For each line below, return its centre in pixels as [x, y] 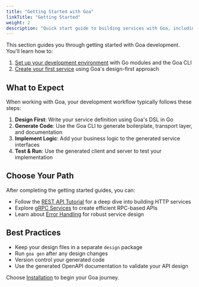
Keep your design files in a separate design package [78, 247]
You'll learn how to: [30, 51]
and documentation [38, 132]
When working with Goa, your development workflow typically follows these [99, 102]
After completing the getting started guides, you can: [71, 190]
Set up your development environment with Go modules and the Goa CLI [103, 63]
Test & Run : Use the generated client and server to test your [88, 151]
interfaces [27, 145]
